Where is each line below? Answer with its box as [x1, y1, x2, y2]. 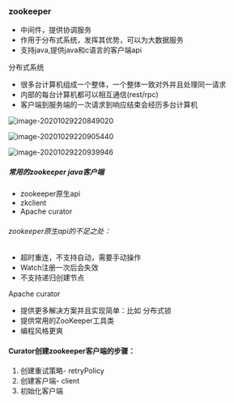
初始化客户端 [19, 386, 63, 396]
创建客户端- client [19, 375, 79, 385]
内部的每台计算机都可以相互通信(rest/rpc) [19, 90, 160, 100]
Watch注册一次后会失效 [19, 263, 99, 273]
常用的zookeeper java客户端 [8, 167, 104, 176]
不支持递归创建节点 [19, 273, 85, 282]
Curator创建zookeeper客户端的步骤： [8, 346, 136, 356]
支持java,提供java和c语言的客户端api [19, 45, 143, 55]
